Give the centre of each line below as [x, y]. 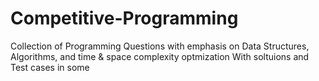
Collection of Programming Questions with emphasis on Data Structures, [160, 46]
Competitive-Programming [124, 18]
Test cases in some [50, 67]
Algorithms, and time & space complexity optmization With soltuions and [160, 56]
